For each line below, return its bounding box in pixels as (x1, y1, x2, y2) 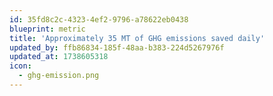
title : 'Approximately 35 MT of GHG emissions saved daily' (9, 33, 266, 43)
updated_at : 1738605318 (9, 52, 109, 62)
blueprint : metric (9, 24, 86, 34)
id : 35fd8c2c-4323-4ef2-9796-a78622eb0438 (9, 14, 189, 25)
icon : (9, 61, 32, 71)
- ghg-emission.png (18, 71, 100, 81)
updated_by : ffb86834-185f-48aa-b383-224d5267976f (9, 42, 225, 53)
